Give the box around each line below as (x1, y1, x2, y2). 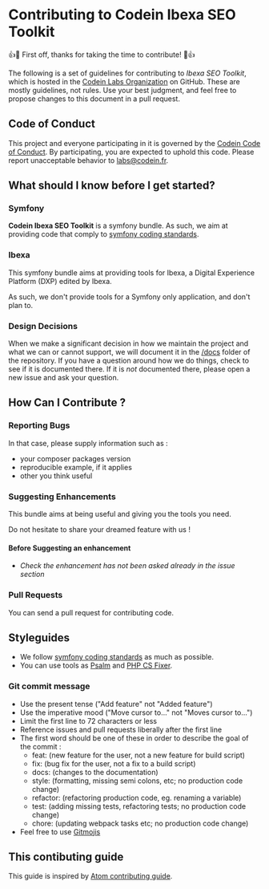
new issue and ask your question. (8, 373, 119, 383)
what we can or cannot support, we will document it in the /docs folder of (8, 347, 251, 357)
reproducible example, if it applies (19, 462, 132, 472)
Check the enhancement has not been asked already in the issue (19, 561, 235, 570)
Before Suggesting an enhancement (8, 543, 131, 553)
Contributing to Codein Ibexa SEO (8, 6, 236, 24)
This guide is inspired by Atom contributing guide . (8, 871, 173, 881)
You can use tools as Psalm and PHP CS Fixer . (19, 660, 173, 671)
